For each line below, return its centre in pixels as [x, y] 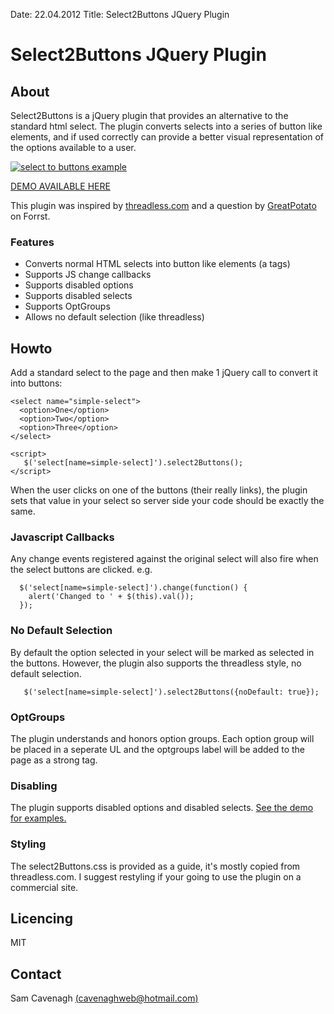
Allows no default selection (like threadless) [114, 317]
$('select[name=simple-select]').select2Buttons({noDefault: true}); [171, 692]
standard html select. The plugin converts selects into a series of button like [166, 126]
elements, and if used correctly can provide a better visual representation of [167, 137]
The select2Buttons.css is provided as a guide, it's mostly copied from [155, 866]
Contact [36, 974]
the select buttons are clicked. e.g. [81, 570]
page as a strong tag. [54, 760]
